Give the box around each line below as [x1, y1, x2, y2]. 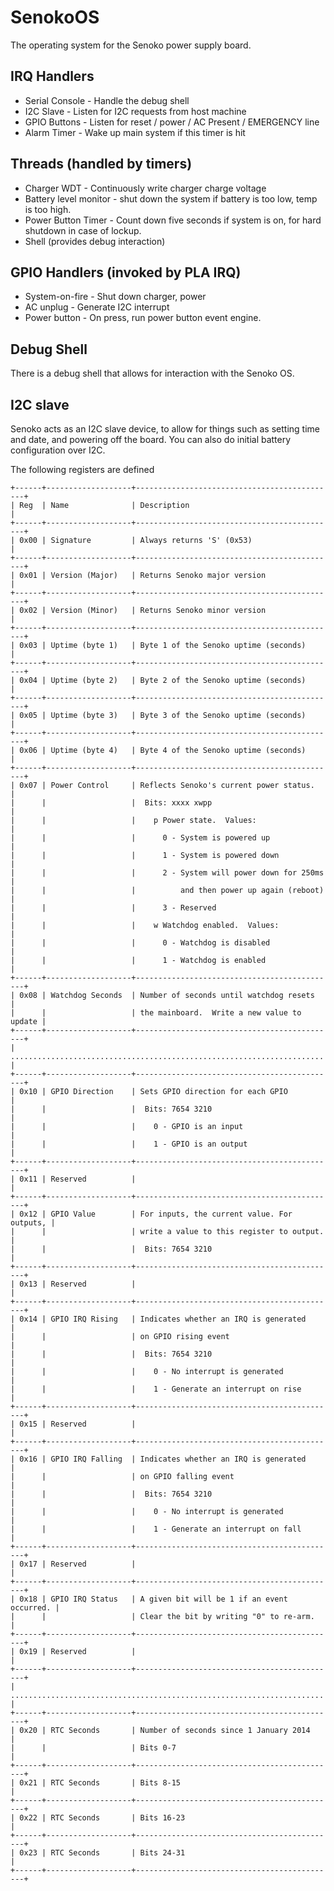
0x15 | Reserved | [19, 1419, 137, 1429]
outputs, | [10, 1218, 56, 1228]
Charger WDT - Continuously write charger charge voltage [24, 182, 267, 194]
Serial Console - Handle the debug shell [24, 94, 190, 106]
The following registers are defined [10, 464, 155, 475]
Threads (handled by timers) [10, 156, 193, 173]
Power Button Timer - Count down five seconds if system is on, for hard [24, 214, 322, 226]
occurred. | [10, 1603, 60, 1613]
